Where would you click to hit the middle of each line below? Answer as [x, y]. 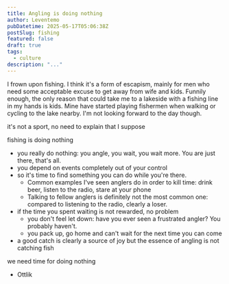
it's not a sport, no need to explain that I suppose [76, 126]
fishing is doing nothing [40, 140]
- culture [27, 58]
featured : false [30, 39]
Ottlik [25, 274]
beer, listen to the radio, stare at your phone [89, 189]
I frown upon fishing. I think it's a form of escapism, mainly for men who [109, 84]
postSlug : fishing [33, 33]
